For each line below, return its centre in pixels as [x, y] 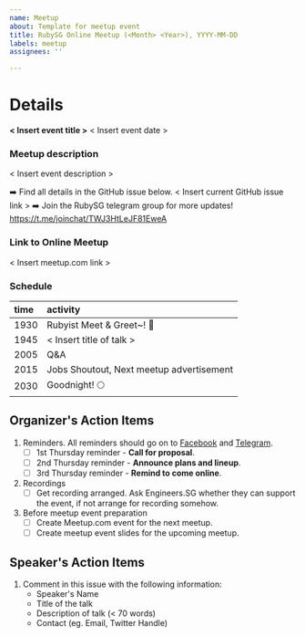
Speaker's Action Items [77, 562]
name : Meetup [34, 18]
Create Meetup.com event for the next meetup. [124, 523]
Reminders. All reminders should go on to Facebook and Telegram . [147, 443]
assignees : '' [36, 52]
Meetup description [54, 153]
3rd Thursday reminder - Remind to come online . [129, 473]
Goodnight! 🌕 [76, 384]
